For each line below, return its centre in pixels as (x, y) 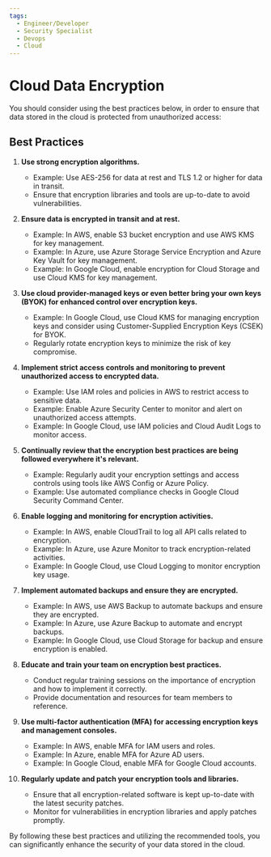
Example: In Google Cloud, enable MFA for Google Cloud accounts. (145, 763)
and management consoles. (69, 730)
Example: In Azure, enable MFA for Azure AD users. (119, 754)
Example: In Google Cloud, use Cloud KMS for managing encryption (146, 317)
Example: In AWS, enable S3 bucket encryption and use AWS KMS (144, 234)
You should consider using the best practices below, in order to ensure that (134, 108)
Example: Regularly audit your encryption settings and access (136, 475)
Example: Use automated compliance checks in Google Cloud (136, 492)
